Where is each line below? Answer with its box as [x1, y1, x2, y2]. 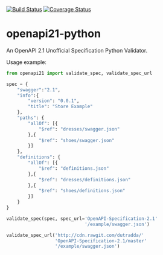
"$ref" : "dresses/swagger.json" [38, 126, 120, 132]
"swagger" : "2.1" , [17, 86, 61, 93]
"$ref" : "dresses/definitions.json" [38, 176, 131, 182]
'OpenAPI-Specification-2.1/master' [54, 237, 147, 244]
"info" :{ [17, 92, 39, 98]
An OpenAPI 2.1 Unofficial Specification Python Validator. [6, 47, 148, 54]
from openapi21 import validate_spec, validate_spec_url [6, 70, 153, 76]
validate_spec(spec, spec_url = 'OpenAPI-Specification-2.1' [6, 215, 158, 222]
